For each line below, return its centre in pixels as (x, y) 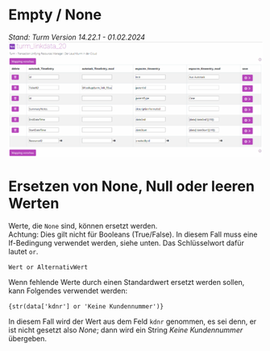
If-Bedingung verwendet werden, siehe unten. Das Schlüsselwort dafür (126, 242)
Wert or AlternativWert (48, 267)
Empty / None (55, 15)
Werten (34, 204)
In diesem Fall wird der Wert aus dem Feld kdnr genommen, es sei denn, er (133, 321)
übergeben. (27, 338)
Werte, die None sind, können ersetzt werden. (83, 225)
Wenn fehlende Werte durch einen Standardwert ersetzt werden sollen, (127, 282)
